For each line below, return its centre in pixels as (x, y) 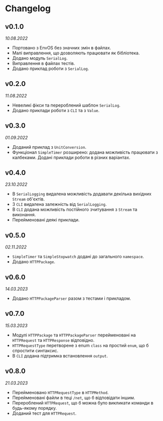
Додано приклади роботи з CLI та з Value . (56, 110)
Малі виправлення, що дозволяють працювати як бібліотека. (76, 53)
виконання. (24, 215)
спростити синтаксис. (35, 351)
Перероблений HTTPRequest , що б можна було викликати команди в (83, 403)
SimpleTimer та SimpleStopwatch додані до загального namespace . (78, 257)
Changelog (28, 9)
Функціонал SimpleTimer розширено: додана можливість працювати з (85, 152)
